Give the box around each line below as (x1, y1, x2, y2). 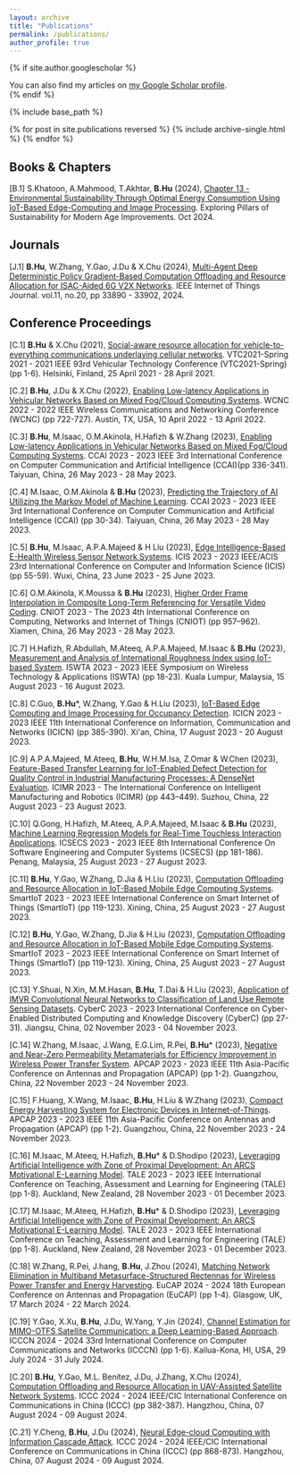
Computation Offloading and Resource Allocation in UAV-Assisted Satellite (9, 1380, 283, 1391)
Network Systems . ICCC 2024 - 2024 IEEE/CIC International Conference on (9, 1390, 287, 1401)
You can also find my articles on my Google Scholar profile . (9, 80, 228, 90)
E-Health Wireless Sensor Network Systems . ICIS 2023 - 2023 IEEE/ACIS (9, 551, 279, 561)
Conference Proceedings (9, 316, 152, 331)
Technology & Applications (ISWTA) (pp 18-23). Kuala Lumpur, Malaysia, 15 (9, 671, 285, 682)
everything (9, 349, 49, 359)
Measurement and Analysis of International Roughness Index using (9, 652, 255, 662)
